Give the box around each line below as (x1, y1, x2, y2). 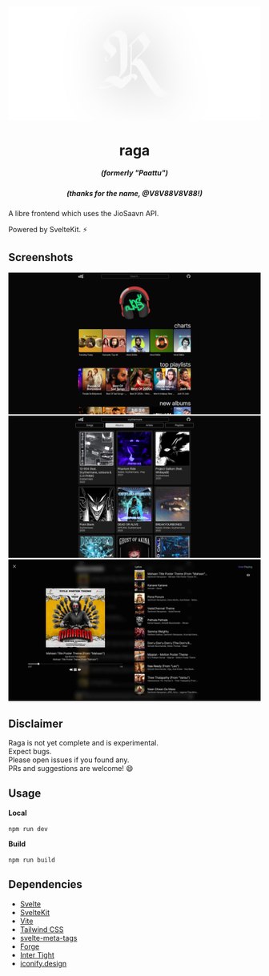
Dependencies (8, 878, 82, 891)
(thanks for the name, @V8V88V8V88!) (66, 188, 203, 198)
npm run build (8, 856, 56, 864)
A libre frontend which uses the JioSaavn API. (8, 208, 159, 218)
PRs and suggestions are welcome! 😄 (8, 764, 134, 773)
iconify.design (19, 958, 67, 968)
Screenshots (8, 251, 74, 264)
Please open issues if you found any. (8, 755, 130, 765)
